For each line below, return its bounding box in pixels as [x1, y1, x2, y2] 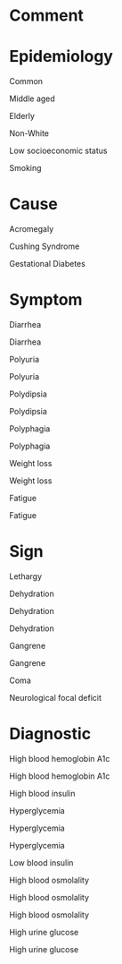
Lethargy [9, 570, 43, 582]
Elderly [9, 111, 36, 122]
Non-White [9, 128, 50, 139]
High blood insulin [9, 788, 76, 798]
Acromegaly [9, 224, 54, 235]
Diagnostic [9, 724, 92, 744]
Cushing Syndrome [9, 241, 80, 252]
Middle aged [9, 93, 55, 104]
